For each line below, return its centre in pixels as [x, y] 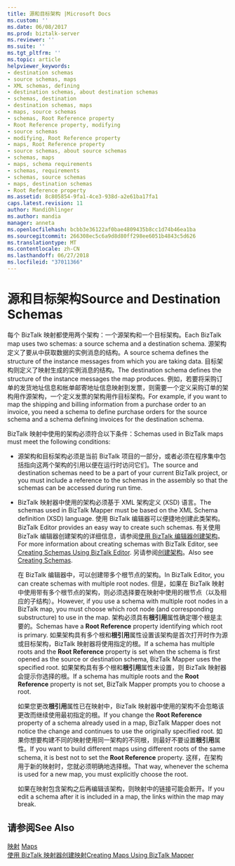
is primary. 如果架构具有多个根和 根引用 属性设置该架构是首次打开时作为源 [122, 635]
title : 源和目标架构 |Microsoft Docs [59, 14]
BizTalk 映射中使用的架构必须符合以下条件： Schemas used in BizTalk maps [115, 434]
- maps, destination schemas [50, 183]
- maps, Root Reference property [56, 145]
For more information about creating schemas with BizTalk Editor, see [118, 544]
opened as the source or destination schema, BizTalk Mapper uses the [119, 659]
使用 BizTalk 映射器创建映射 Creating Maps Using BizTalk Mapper [101, 855]
